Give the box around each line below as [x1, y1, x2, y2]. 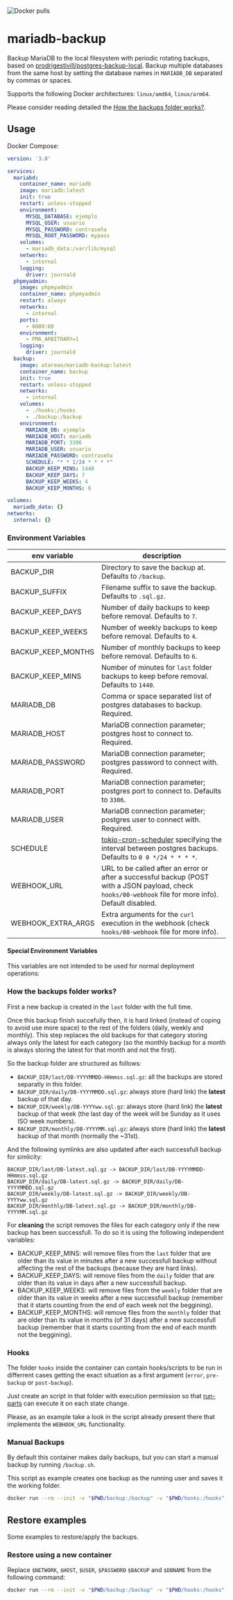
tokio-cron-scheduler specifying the [101, 835, 222, 845]
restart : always [19, 297, 67, 304]
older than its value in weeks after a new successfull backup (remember [17, 1293, 223, 1302]
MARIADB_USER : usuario [25, 446, 92, 453]
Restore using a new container [7, 1550, 112, 1560]
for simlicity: [7, 1152, 43, 1161]
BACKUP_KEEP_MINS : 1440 [25, 465, 95, 472]
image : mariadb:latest [19, 187, 85, 194]
